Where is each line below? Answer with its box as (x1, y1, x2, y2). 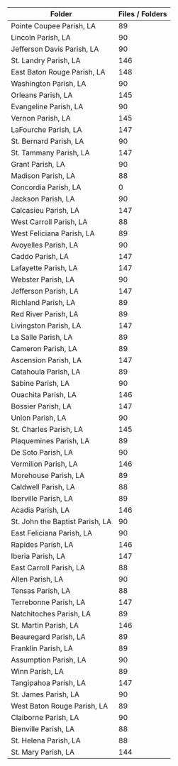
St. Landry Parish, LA (11, 56, 81, 65)
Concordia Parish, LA (11, 182, 82, 192)
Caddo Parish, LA (11, 252, 69, 261)
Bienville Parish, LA (11, 724, 74, 733)
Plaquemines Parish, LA (11, 436, 90, 445)
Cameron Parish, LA (11, 344, 77, 353)
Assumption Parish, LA (11, 655, 87, 665)
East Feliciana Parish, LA (11, 528, 93, 538)
